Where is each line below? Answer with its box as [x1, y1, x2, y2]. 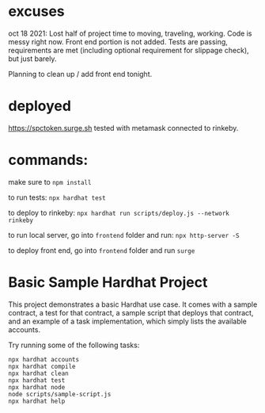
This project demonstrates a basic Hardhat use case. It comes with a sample [8, 300, 258, 309]
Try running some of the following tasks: [8, 340, 140, 350]
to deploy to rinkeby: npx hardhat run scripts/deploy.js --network [8, 208, 229, 217]
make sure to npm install [8, 177, 92, 186]
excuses [8, 2, 65, 21]
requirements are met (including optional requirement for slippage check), [8, 45, 249, 55]
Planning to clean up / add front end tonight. [8, 69, 153, 78]
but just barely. [8, 54, 57, 63]
